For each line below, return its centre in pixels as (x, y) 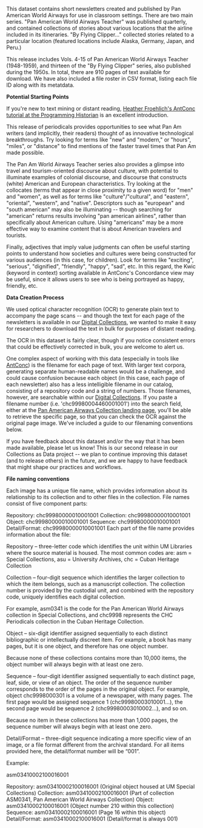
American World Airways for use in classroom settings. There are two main (100, 15)
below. (15, 429)
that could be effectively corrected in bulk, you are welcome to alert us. (95, 347)
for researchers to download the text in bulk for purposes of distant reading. (101, 328)
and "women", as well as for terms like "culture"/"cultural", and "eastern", (98, 196)
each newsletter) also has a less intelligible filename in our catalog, (90, 384)
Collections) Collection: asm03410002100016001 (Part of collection (90, 793)
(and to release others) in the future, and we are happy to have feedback (97, 460)
